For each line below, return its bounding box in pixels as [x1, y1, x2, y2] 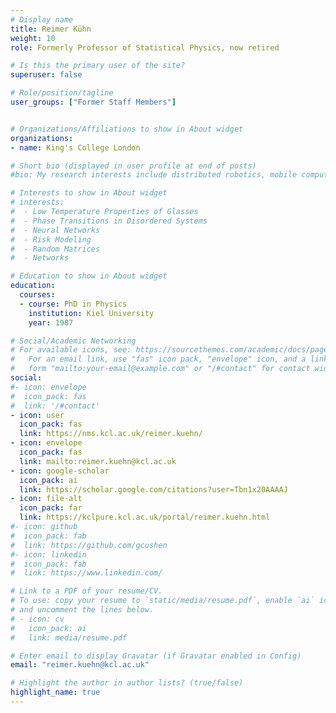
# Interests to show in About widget [10, 188, 168, 198]
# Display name [10, 14, 74, 25]
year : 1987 [28, 317, 74, 328]
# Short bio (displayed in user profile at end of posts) [10, 161, 257, 171]
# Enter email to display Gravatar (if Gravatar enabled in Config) [10, 651, 302, 661]
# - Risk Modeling [10, 234, 92, 245]
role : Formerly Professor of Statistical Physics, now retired [10, 42, 280, 53]
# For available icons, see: [10, 345, 132, 355]
